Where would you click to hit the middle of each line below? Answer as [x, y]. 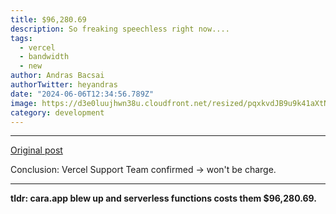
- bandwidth [44, 57]
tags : [21, 38]
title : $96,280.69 [48, 19]
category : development [57, 112]
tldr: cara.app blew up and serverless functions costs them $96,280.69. [163, 198]
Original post [36, 150]
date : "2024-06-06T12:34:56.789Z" [82, 94]
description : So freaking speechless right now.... [120, 29]
